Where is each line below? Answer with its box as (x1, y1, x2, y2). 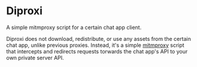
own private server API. (6, 54, 64, 61)
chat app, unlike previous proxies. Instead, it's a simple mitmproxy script (6, 42, 184, 49)
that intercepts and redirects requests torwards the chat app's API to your (6, 47, 188, 55)
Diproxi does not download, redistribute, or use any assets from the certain (6, 35, 192, 42)
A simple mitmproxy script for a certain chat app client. (6, 24, 142, 31)
